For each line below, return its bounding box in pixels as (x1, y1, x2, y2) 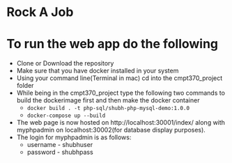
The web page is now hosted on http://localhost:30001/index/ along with (16, 118, 226, 127)
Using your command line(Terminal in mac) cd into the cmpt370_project (16, 74, 223, 82)
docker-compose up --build (26, 112, 106, 119)
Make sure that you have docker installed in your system (16, 67, 179, 75)
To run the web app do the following (6, 36, 219, 52)
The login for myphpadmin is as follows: (16, 133, 132, 141)
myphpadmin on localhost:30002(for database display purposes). (16, 126, 206, 134)
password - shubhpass (26, 148, 93, 157)
